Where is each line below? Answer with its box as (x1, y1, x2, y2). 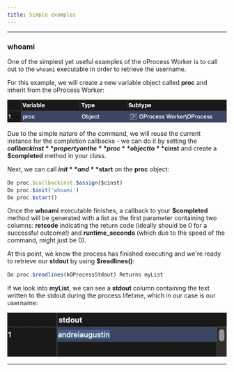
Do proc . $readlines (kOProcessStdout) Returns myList (7, 272, 164, 279)
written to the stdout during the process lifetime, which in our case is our (7, 291, 216, 300)
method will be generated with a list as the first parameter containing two (7, 214, 217, 222)
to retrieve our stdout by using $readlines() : (7, 257, 134, 265)
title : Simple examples (7, 11, 77, 18)
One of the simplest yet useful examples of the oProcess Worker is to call (7, 57, 218, 65)
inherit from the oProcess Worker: (7, 86, 104, 94)
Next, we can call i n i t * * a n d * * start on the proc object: (7, 164, 170, 173)
